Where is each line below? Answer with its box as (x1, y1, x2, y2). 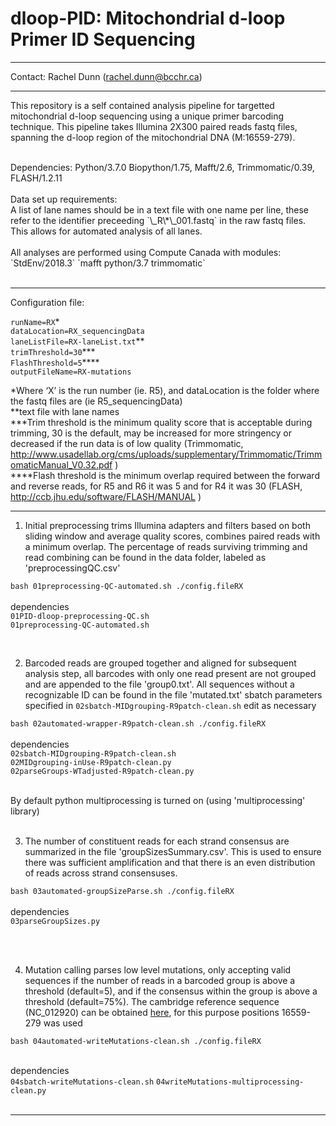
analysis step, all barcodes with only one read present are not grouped (24, 667, 317, 679)
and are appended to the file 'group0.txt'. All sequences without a (24, 678, 295, 690)
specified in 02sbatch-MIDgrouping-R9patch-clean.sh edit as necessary (24, 699, 317, 711)
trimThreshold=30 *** (10, 345, 96, 357)
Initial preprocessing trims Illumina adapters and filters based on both (24, 519, 311, 531)
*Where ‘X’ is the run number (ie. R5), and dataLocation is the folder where (10, 384, 320, 396)
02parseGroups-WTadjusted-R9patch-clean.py (10, 766, 195, 776)
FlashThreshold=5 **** (10, 356, 100, 368)
